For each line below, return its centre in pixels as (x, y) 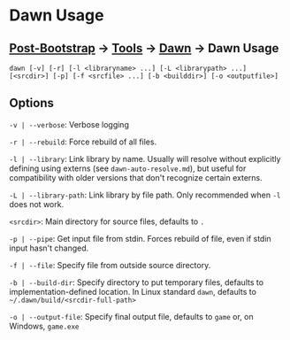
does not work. (37, 204)
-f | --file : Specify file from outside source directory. (110, 265)
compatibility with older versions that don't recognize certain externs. (136, 177)
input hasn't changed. (49, 248)
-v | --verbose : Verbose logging (69, 124)
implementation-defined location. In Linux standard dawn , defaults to (133, 291)
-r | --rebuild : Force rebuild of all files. (83, 142)
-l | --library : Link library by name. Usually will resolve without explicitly (145, 158)
